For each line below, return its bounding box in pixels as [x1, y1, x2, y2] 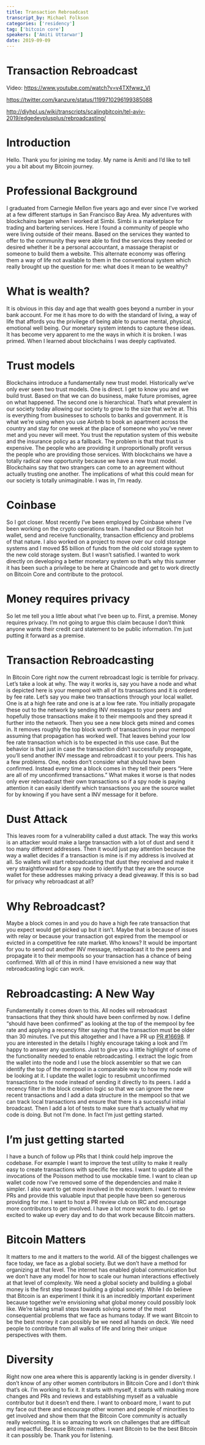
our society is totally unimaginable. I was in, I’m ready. [6, 476, 143, 484]
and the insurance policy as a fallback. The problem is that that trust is [6, 438, 184, 445]
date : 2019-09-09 [6, 37, 51, 44]
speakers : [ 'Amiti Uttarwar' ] [6, 32, 84, 38]
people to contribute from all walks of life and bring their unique [6, 1325, 167, 1332]
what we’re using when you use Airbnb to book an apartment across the [6, 418, 188, 425]
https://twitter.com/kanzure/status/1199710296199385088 [6, 96, 153, 103]
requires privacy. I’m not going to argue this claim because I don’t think [6, 618, 185, 626]
